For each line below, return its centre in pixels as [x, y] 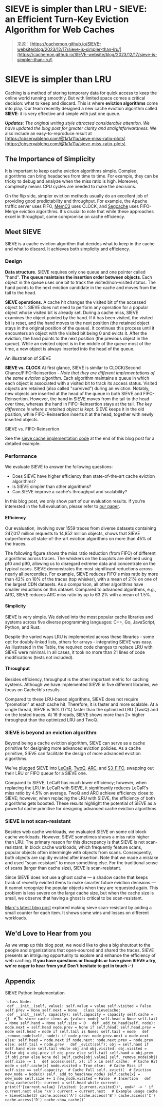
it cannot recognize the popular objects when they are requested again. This [81, 888]
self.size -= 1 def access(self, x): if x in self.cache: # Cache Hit [81, 1061]
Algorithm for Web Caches [60, 30]
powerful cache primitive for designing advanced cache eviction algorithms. [81, 808]
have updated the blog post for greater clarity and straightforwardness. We [81, 128]
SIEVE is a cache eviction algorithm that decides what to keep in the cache [80, 243]
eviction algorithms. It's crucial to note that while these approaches [87, 211]
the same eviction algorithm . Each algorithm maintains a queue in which [77, 378]
